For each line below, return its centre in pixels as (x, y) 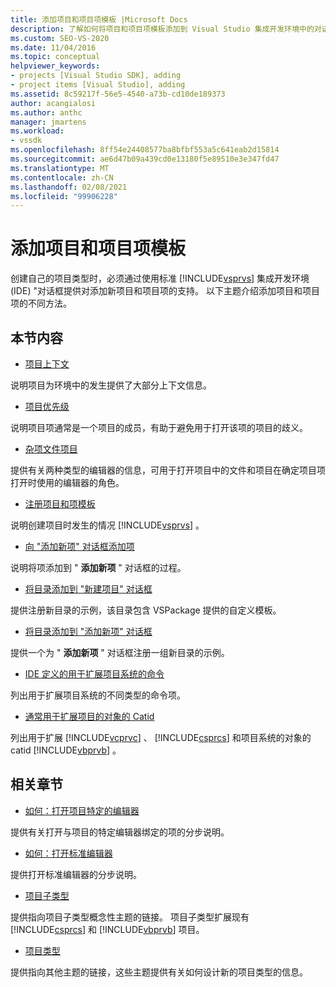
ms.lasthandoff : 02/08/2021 (69, 187)
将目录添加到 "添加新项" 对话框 (88, 631)
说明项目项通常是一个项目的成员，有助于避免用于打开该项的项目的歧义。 (159, 427)
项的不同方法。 (41, 303)
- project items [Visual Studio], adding (98, 85)
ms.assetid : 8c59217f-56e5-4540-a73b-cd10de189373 (118, 94)
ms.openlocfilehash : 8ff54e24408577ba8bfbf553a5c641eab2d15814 (145, 150)
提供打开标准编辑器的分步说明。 (76, 874)
